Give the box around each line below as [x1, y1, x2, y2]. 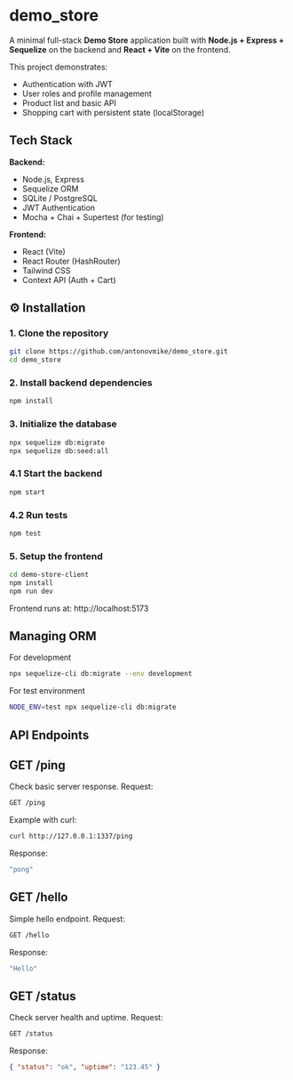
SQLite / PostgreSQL [21, 192, 98, 203]
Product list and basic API [21, 97, 117, 108]
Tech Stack [9, 133, 73, 148]
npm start [9, 487, 46, 497]
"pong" [9, 865, 34, 874]
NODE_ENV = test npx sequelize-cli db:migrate [9, 702, 177, 712]
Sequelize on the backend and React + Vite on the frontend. [9, 44, 231, 54]
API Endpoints [9, 727, 90, 743]
